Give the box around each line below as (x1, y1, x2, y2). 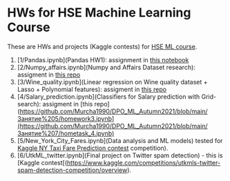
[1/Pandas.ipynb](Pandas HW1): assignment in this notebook (17, 55, 189, 64)
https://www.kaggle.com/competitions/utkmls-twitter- (66, 158, 221, 166)
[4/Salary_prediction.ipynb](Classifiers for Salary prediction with (17, 92, 200, 101)
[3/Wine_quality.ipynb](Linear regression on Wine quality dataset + (17, 77, 208, 86)
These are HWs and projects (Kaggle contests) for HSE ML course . (7, 42, 198, 50)
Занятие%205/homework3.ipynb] (17, 114, 115, 122)
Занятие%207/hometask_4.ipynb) (17, 129, 115, 137)
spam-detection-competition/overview (17, 166, 128, 174)
